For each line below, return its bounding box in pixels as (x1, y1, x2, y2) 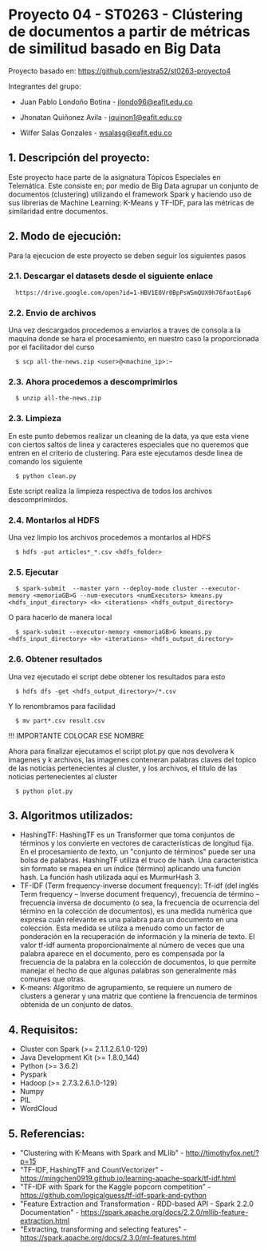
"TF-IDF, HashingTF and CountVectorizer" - (19, 1165, 164, 1175)
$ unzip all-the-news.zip (15, 394, 102, 403)
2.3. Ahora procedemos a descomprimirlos (8, 376, 178, 388)
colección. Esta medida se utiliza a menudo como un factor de (19, 923, 225, 933)
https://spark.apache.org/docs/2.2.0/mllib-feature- (81, 1208, 249, 1217)
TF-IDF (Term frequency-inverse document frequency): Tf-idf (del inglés (19, 881, 259, 890)
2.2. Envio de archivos (8, 307, 97, 318)
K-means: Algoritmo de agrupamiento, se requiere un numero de (19, 983, 233, 993)
